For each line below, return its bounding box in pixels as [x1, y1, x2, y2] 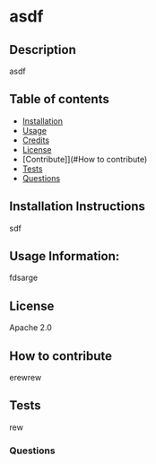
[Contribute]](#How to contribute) [22, 153, 148, 164]
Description [9, 42, 76, 57]
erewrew [9, 372, 42, 383]
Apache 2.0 [9, 322, 52, 333]
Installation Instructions [9, 199, 146, 214]
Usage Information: [9, 249, 120, 264]
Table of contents [9, 92, 109, 107]
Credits [22, 135, 50, 145]
